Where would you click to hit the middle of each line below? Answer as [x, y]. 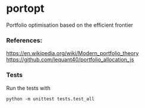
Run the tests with [28, 88]
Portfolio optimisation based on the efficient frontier [70, 25]
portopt [25, 9]
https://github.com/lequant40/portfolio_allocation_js [70, 60]
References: [24, 40]
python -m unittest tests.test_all [50, 99]
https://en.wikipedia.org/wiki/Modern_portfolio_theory [72, 53]
